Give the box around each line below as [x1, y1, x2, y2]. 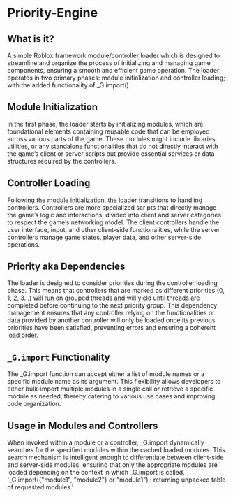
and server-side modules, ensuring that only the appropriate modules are [7, 461, 218, 469]
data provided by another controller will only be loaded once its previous [7, 316, 216, 324]
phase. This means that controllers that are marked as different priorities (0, [7, 287, 225, 295]
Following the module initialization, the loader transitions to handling [7, 196, 203, 204]
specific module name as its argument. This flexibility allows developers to [7, 377, 221, 386]
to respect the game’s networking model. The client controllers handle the [7, 218, 220, 226]
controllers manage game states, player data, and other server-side [7, 233, 202, 241]
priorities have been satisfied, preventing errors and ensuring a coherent [7, 324, 216, 332]
